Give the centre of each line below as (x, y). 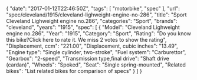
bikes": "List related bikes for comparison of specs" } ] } (74, 71)
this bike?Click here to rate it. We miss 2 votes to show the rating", (86, 40)
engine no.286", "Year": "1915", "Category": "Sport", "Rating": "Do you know (99, 34)
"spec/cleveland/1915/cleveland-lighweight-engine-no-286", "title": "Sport (96, 15)
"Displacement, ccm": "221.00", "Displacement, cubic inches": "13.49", (92, 46)
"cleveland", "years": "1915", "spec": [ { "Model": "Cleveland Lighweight (93, 27)
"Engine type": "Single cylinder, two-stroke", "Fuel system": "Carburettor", (96, 52)
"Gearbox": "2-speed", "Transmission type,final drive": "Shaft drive (88, 59)
